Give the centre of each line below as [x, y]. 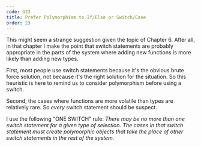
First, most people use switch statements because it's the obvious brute [95, 71]
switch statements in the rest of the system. [60, 138]
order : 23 [19, 23]
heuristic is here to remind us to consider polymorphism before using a [94, 83]
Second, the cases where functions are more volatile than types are [90, 101]
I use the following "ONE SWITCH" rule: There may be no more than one [95, 119]
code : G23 [19, 12]
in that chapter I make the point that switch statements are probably [90, 46]
